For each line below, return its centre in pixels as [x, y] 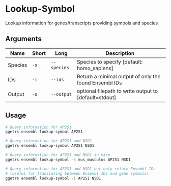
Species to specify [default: [110, 61]
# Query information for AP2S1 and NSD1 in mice [58, 155]
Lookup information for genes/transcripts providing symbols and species [82, 23]
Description [120, 53]
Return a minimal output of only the [119, 76]
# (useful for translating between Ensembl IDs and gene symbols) [77, 173]
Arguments [24, 39]
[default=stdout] [96, 97]
